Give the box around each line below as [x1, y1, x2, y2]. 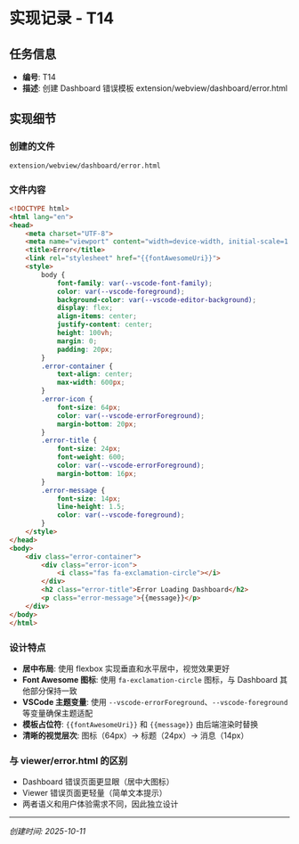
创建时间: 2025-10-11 [9, 826, 86, 837]
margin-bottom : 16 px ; [56, 469, 138, 478]
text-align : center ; [56, 370, 133, 379]
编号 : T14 [21, 72, 56, 82]
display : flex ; [56, 304, 114, 313]
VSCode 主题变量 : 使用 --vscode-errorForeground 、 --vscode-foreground [21, 696, 288, 707]
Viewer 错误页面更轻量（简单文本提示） [21, 788, 167, 799]
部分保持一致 [29, 685, 77, 696]
